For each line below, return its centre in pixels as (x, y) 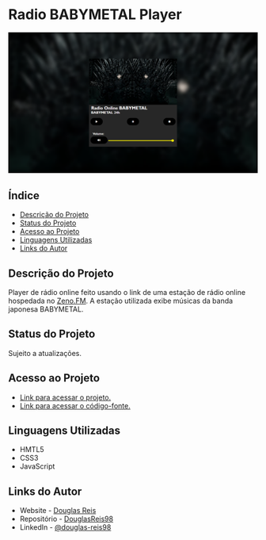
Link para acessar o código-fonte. (75, 405)
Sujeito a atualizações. (45, 353)
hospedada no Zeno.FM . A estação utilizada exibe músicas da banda (121, 301)
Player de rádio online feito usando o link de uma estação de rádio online (127, 293)
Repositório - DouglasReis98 (66, 519)
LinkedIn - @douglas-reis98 (65, 527)
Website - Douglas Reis (58, 511)
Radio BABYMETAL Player (95, 15)
